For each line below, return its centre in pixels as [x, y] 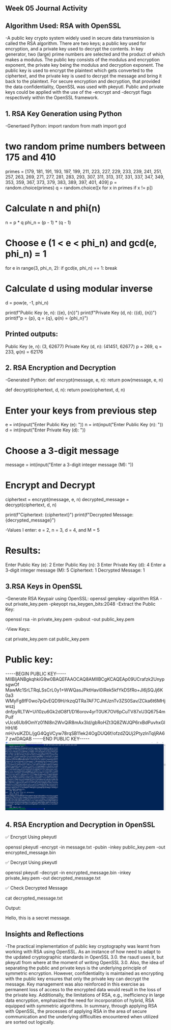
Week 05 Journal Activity [46, 8]
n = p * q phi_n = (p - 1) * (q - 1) [38, 222]
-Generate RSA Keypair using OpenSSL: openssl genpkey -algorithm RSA [82, 598]
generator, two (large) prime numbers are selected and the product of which [85, 54]
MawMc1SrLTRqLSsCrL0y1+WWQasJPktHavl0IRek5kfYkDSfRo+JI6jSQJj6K [84, 690]
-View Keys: [18, 629]
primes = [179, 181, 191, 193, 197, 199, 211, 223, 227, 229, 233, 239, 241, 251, [84, 171]
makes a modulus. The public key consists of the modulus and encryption [83, 60]
